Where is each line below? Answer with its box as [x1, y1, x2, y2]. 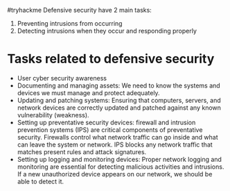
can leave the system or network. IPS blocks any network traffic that [17, 140, 213, 149]
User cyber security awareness [17, 74, 107, 82]
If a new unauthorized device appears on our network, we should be [17, 169, 213, 178]
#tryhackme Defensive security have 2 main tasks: [7, 6, 152, 14]
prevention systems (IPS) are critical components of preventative [17, 125, 203, 134]
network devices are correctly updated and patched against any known [17, 103, 222, 112]
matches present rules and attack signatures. [17, 147, 147, 156]
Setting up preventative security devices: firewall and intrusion [17, 118, 196, 126]
